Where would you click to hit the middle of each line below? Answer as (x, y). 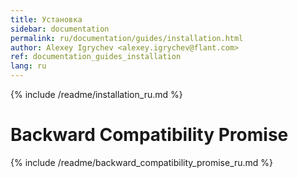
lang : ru (28, 66)
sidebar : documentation (60, 29)
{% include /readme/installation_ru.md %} (96, 94)
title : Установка (46, 19)
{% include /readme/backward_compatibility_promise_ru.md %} (142, 162)
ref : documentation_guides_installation (96, 57)
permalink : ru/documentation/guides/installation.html (127, 38)
